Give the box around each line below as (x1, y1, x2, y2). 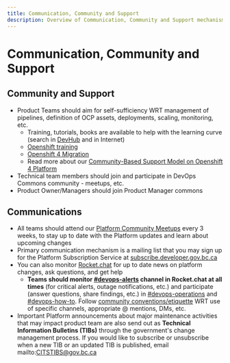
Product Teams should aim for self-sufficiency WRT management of (16, 106, 209, 114)
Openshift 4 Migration (27, 150, 89, 158)
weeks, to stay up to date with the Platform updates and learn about (16, 231, 209, 240)
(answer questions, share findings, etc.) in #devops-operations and (27, 290, 218, 298)
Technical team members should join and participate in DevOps (16, 172, 196, 180)
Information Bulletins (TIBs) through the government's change (16, 327, 195, 335)
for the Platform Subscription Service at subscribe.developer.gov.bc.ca (16, 253, 218, 261)
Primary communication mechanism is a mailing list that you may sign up (16, 246, 222, 255)
